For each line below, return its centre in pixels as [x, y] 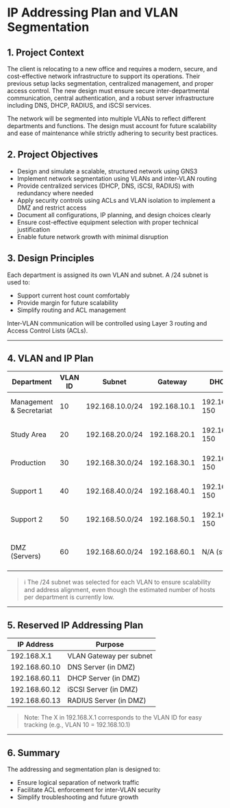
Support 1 [27, 491]
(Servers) [26, 556]
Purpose [110, 644]
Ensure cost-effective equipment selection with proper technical [107, 222]
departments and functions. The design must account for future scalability [112, 126]
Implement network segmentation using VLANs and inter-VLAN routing [117, 178]
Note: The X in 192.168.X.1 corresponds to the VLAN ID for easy [113, 718]
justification [34, 229]
